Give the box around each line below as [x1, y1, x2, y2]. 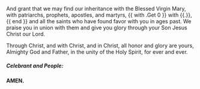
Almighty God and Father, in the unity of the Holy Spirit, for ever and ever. [6, 48, 188, 56]
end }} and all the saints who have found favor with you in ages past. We [11, 18, 192, 24]
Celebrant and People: [6, 62, 64, 69]
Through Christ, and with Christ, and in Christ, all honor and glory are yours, [6, 42, 194, 49]
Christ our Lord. [6, 30, 46, 38]
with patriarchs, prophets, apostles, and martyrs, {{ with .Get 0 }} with [6, 11, 179, 19]
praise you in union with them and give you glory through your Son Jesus [6, 24, 187, 31]
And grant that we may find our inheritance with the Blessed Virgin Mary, [6, 5, 186, 12]
